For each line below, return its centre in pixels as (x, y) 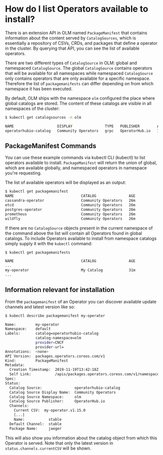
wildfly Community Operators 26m (70, 218)
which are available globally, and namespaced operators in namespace (76, 168)
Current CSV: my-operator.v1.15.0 (50, 410)
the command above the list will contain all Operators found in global (73, 233)
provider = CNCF (50, 343)
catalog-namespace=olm (58, 338)
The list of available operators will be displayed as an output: (65, 182)
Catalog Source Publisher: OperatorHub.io (57, 401)
